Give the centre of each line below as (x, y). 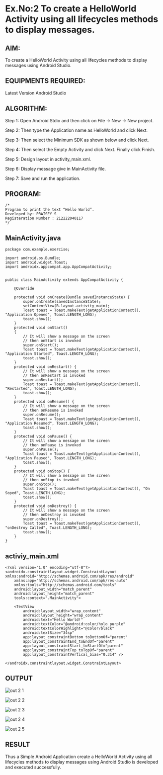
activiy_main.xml (32, 556)
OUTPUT (19, 678)
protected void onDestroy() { (45, 506)
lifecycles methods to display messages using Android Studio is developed (82, 762)
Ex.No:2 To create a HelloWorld (71, 9)
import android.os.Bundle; (33, 258)
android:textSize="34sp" (49, 633)
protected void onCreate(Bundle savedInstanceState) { (72, 297)
